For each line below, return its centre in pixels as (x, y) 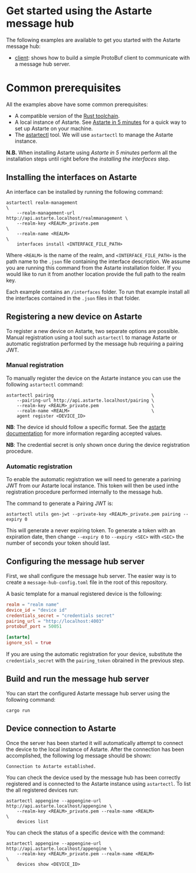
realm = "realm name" (33, 605)
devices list (33, 821)
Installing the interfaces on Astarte (71, 178)
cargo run (18, 710)
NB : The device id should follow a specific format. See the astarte (86, 427)
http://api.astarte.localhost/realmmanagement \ (67, 218)
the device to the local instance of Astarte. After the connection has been (95, 749)
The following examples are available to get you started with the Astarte (94, 40)
